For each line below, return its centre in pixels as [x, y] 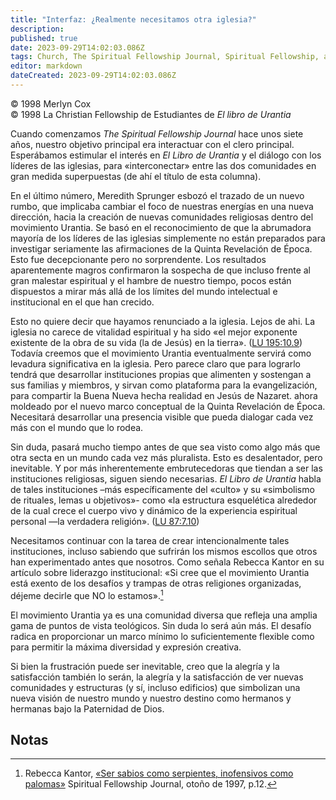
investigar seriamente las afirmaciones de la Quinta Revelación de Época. [161, 248]
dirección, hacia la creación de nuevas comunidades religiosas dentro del [162, 217]
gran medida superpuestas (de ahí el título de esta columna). [136, 176]
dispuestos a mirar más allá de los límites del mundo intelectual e [144, 291]
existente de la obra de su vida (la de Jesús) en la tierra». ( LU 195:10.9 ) [156, 342]
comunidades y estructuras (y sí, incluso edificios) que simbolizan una [155, 687]
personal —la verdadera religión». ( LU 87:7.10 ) [105, 521]
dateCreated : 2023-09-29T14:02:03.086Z [93, 76]
